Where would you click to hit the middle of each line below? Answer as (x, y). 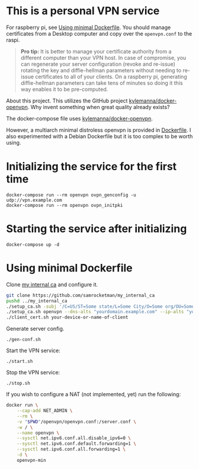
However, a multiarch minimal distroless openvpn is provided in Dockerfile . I (99, 130)
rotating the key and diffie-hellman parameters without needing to (101, 70)
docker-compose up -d (33, 244)
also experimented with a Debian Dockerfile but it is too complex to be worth (99, 136)
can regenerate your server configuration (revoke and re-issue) (98, 64)
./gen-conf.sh (24, 340)
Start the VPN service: (33, 350)
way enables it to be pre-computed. (64, 89)
